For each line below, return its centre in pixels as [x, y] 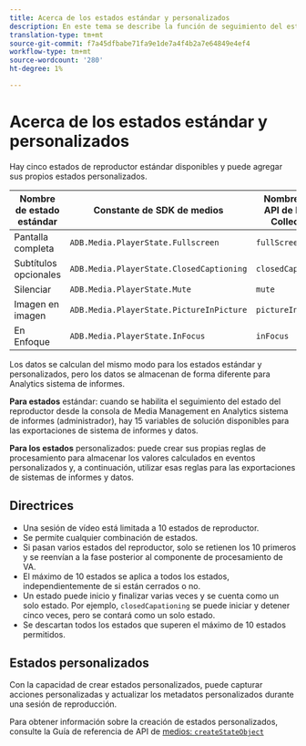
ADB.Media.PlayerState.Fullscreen [144, 242]
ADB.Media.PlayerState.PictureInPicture [158, 310]
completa [34, 248]
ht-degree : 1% [36, 69]
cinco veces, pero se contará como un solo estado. [119, 615]
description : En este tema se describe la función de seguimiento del [146, 26]
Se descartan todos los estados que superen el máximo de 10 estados [154, 625]
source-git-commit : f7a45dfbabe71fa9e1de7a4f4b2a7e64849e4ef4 [130, 43]
